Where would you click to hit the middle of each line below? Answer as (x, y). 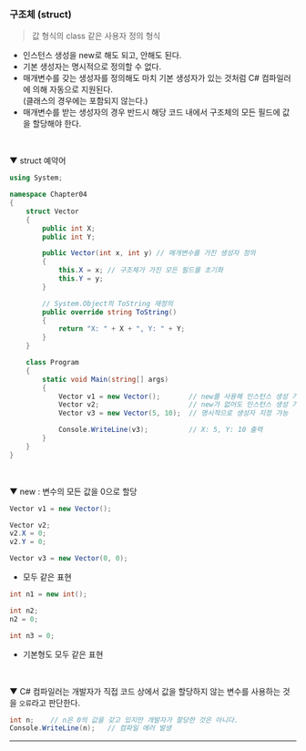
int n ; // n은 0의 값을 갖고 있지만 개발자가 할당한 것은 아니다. (124, 720)
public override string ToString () (110, 312)
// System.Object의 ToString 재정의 (108, 303)
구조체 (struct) (41, 14)
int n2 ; (24, 611)
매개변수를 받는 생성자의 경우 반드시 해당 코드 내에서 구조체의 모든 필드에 (151, 112)
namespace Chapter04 (49, 195)
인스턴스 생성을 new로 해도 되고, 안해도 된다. (102, 56)
